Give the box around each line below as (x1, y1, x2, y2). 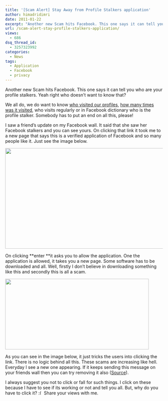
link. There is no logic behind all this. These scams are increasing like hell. (5, 359, 157, 365)
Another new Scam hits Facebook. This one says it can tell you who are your (5, 86, 162, 92)
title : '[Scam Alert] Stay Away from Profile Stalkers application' (5, 7, 151, 13)
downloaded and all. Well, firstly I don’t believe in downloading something (5, 263, 156, 269)
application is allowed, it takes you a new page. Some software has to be (5, 258, 155, 264)
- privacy (9, 73, 30, 78)
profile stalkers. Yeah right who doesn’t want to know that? (5, 91, 126, 98)
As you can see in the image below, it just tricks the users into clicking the (5, 353, 157, 359)
